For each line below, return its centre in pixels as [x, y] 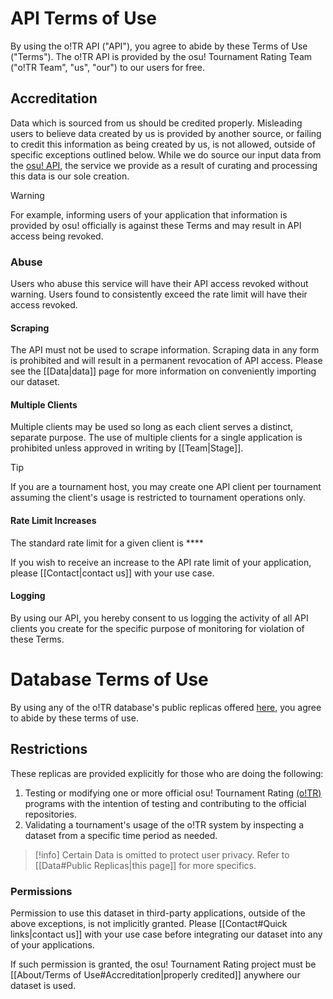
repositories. [50, 814]
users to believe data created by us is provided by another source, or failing [166, 133]
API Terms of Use [83, 18]
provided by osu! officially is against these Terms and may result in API [156, 225]
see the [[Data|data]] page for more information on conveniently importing [163, 371]
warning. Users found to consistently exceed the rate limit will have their [159, 294]
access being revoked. [57, 236]
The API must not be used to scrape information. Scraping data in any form [165, 350]
